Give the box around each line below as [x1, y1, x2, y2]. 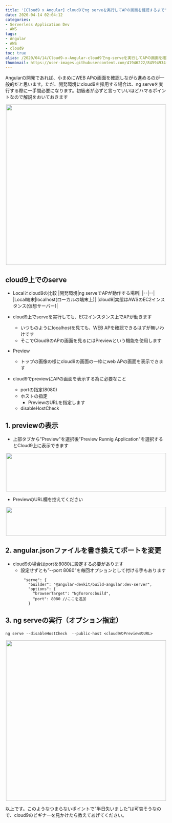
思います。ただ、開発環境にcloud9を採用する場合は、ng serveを [23, 81, 159, 87]
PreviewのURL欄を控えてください [12, 496, 83, 502]
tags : [5, 31, 17, 36]
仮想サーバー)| [28, 303, 58, 309]
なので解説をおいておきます [9, 94, 68, 100]
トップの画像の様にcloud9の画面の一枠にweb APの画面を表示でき [20, 358, 159, 365]
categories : [5, 17, 31, 22]
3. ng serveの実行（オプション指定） [5, 616, 123, 625]
